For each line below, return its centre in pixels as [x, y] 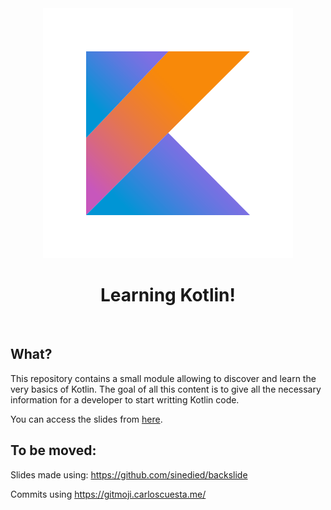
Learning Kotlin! [167, 295]
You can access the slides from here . [86, 419]
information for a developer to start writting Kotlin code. [125, 399]
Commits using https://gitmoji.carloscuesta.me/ [108, 494]
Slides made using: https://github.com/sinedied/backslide [129, 474]
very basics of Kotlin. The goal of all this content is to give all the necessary [166, 389]
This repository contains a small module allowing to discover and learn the [163, 378]
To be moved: [53, 450]
